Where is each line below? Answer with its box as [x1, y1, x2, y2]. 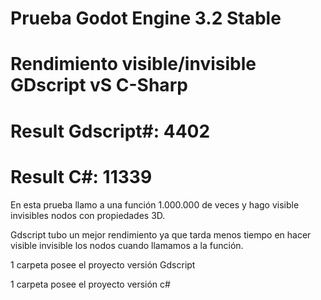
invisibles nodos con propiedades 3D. [10, 209, 166, 221]
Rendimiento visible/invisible [10, 53, 257, 76]
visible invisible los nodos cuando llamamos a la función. [10, 239, 244, 251]
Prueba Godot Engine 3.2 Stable [10, 7, 282, 30]
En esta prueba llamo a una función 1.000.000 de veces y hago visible [10, 198, 300, 211]
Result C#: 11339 [10, 165, 153, 188]
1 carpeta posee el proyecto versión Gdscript [10, 258, 196, 271]
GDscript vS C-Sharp [10, 74, 188, 97]
